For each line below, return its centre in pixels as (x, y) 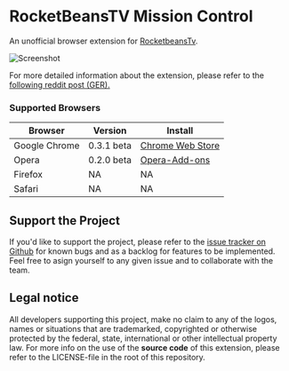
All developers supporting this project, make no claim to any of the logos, (143, 319)
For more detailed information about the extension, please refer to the (137, 75)
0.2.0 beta (110, 160)
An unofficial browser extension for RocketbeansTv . (104, 41)
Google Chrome (47, 146)
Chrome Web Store (180, 146)
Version (110, 130)
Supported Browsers (55, 107)
